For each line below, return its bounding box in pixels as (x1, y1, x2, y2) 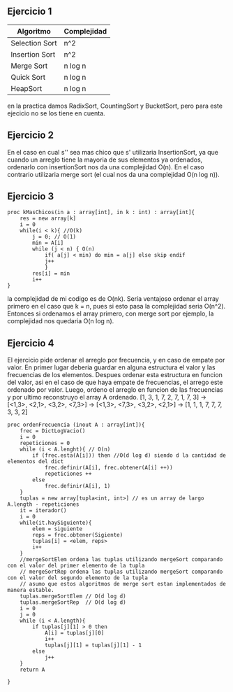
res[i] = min (32, 270, 70, 277)
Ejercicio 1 (7, 6, 52, 17)
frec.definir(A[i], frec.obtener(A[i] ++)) (44, 465, 173, 472)
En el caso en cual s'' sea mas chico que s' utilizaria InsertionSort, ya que (7, 148, 218, 156)
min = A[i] (32, 239, 64, 247)
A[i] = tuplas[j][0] (44, 630, 105, 637)
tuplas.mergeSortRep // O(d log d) (20, 599, 127, 606)
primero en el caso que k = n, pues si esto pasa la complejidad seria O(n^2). (7, 302, 226, 311)
